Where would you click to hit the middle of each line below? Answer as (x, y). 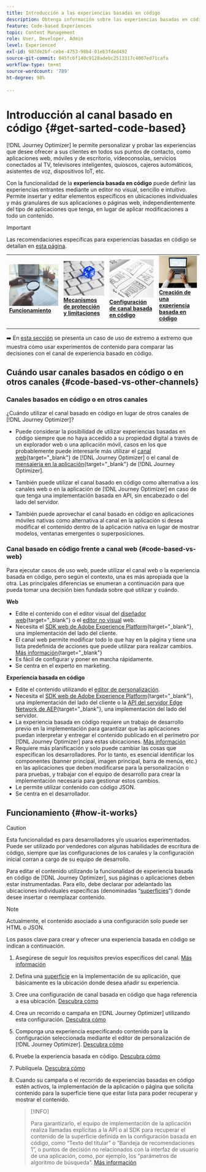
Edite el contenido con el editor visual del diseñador (81, 613)
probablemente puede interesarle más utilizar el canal (83, 451)
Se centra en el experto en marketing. (63, 665)
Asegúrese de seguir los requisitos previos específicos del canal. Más (103, 957)
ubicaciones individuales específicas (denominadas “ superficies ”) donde (99, 890)
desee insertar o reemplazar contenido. (56, 897)
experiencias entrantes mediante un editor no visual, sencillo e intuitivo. (97, 190)
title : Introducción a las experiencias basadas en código (83, 13)
